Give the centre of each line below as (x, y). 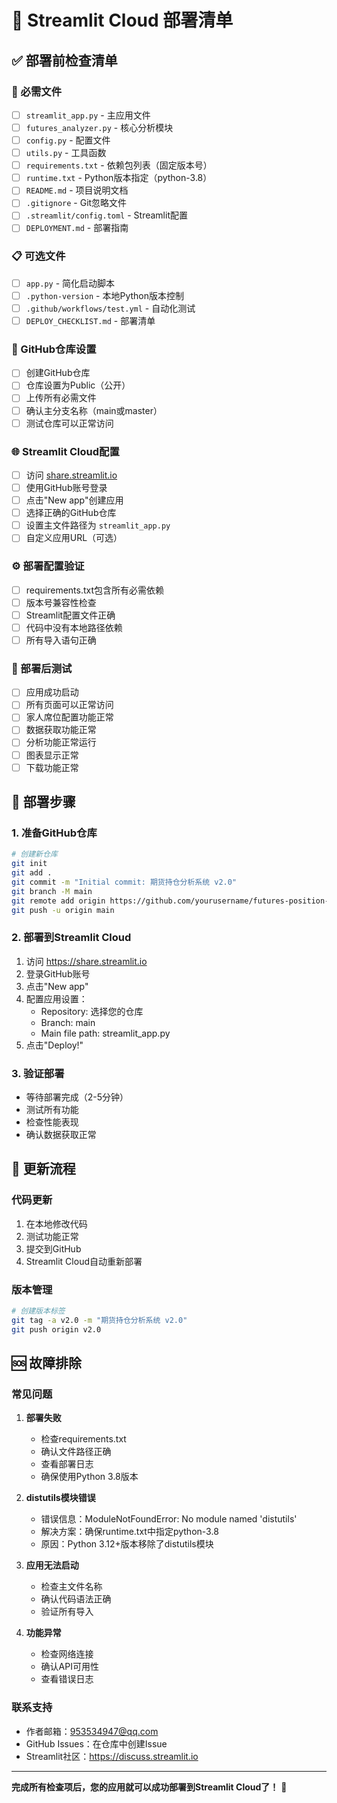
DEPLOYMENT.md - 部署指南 (77, 228)
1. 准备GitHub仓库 (54, 833)
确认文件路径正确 (76, 1452)
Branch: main (68, 1022)
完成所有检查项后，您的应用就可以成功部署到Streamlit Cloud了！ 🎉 (149, 1787)
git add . (32, 873)
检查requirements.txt (83, 1439)
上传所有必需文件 (61, 398)
